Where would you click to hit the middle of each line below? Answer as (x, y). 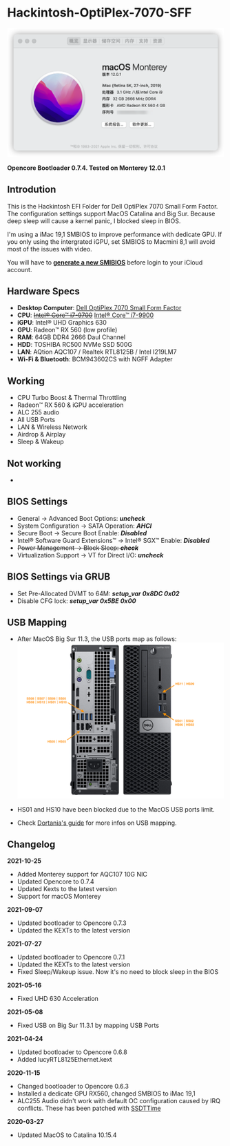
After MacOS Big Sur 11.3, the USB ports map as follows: (97, 639)
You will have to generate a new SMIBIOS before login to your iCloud (105, 262)
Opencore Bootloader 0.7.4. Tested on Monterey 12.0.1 (86, 168)
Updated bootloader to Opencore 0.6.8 (72, 1052)
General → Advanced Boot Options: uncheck (81, 518)
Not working (34, 463)
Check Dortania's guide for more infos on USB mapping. (97, 823)
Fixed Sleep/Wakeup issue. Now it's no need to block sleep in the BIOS (118, 972)
